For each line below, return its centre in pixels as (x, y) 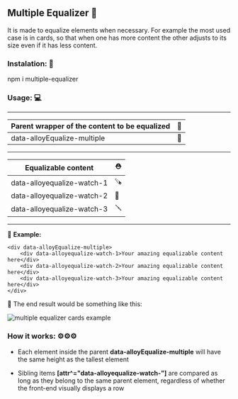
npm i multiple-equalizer (43, 79)
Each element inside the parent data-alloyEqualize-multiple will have (119, 352)
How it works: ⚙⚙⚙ (42, 336)
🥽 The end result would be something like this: (75, 304)
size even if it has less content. (52, 45)
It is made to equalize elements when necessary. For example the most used (119, 30)
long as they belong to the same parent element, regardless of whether (121, 381)
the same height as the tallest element (73, 359)
